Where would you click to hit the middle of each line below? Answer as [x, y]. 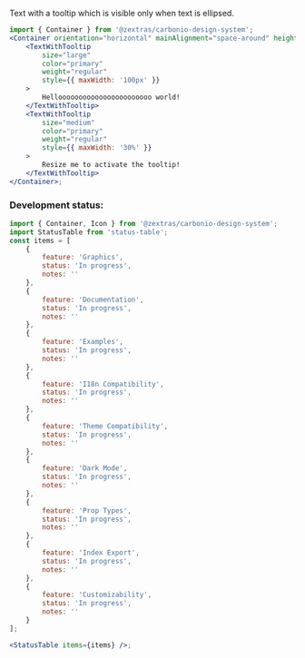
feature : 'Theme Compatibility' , [105, 426]
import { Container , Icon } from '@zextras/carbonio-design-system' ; [144, 223]
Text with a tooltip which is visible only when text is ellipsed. [122, 13]
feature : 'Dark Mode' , [85, 468]
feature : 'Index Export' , [91, 553]
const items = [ [40, 241]
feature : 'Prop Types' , [87, 511]
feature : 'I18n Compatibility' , [103, 384]
